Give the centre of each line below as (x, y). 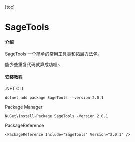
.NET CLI (14, 88)
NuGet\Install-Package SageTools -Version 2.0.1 (57, 116)
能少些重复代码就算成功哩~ (33, 65)
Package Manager (24, 107)
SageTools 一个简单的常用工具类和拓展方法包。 (54, 54)
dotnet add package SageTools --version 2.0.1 (54, 97)
